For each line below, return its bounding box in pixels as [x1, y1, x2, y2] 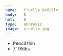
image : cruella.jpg [5, 26, 50, 32]
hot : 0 [5, 17, 27, 22]
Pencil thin [12, 40, 35, 46]
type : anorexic [5, 21, 43, 27]
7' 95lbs [12, 46, 30, 52]
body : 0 [5, 12, 27, 17]
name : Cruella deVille [5, 7, 58, 13]
